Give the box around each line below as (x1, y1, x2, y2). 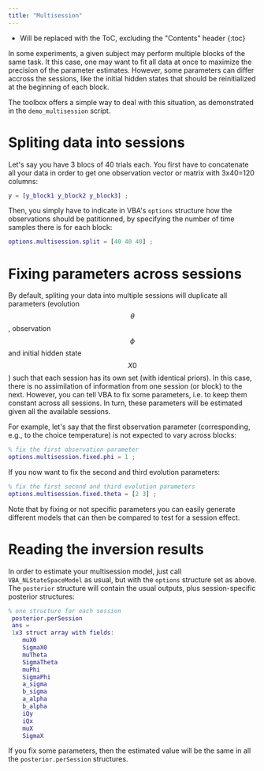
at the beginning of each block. (8, 82, 110, 92)
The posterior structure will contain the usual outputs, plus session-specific (8, 583, 256, 592)
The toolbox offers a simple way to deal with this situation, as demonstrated (8, 97, 254, 107)
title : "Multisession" (8, 11, 83, 20)
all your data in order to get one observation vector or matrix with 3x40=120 (8, 167, 255, 178)
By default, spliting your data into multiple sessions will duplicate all (8, 291, 228, 300)
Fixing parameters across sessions (8, 265, 242, 283)
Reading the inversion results (8, 540, 204, 558)
